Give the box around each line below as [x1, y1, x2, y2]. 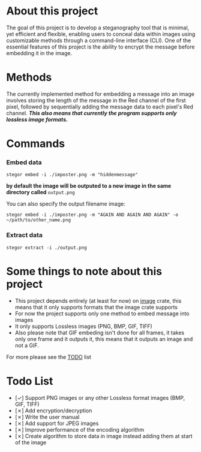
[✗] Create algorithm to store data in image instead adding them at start [14, 432, 193, 439]
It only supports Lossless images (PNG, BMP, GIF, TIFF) [14, 323, 153, 330]
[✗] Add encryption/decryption [14, 406, 92, 414]
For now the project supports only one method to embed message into [14, 310, 190, 317]
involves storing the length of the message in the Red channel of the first [6, 97, 186, 104]
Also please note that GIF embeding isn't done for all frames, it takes [14, 329, 185, 336]
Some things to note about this [6, 264, 163, 278]
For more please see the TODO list [6, 353, 92, 360]
